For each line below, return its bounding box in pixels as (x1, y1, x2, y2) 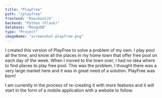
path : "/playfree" (5, 12, 42, 16)
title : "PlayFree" (5, 7, 42, 12)
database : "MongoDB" (5, 25, 47, 30)
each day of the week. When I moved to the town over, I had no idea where (5, 57, 156, 63)
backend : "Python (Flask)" (5, 20, 60, 26)
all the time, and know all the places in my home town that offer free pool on (5, 52, 157, 58)
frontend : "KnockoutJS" (5, 16, 54, 21)
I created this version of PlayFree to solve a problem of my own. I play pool (5, 47, 155, 53)
